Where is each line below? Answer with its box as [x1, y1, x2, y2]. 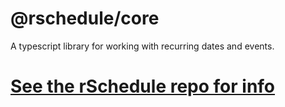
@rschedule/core [10, 7, 160, 30]
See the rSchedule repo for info [10, 75, 276, 98]
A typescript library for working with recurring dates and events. [10, 40, 275, 52]
